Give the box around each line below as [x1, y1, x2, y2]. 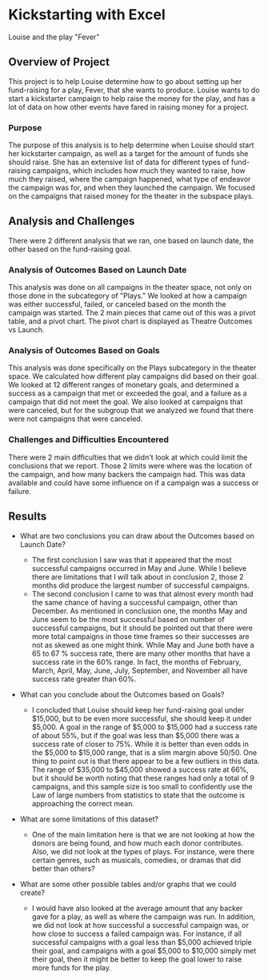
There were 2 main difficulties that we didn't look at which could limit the [8, 452, 248, 462]
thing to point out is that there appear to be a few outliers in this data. [31, 756, 260, 765]
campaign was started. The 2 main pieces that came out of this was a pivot [8, 308, 256, 318]
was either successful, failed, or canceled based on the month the [8, 299, 226, 309]
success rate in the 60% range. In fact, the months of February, [31, 657, 242, 666]
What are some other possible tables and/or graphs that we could [19, 879, 237, 889]
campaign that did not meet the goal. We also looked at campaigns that [8, 397, 243, 407]
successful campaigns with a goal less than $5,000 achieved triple [31, 937, 252, 946]
